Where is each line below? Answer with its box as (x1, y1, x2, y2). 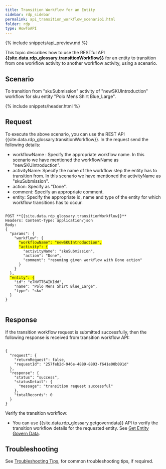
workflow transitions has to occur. (12, 199, 83, 205)
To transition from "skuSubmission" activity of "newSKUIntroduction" (5, 88, 148, 94)
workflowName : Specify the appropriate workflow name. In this (12, 151, 144, 157)
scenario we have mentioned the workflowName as (12, 157, 119, 163)
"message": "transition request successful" (18, 384, 113, 389)
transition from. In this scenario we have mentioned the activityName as (12, 173, 161, 179)
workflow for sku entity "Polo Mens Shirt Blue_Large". (5, 93, 116, 99)
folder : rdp (5, 21, 30, 27)
